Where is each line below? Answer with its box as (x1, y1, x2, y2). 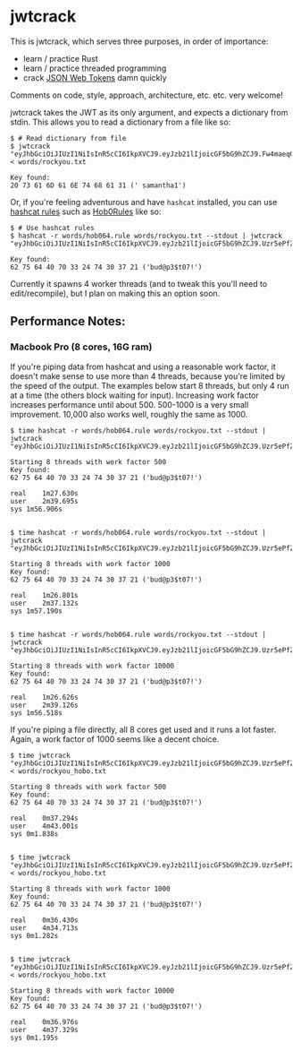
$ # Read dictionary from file (10, 134, 127, 142)
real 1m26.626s (10, 693, 79, 702)
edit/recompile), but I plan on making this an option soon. (10, 288, 221, 298)
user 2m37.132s (10, 599, 79, 607)
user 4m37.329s (10, 1025, 79, 1034)
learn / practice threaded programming (22, 63, 167, 73)
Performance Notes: (10, 314, 126, 329)
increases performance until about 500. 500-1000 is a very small (10, 399, 249, 409)
